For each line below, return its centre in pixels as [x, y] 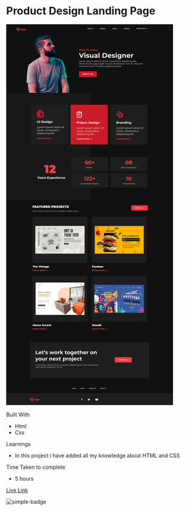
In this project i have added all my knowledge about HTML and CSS [97, 455]
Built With [18, 415]
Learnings [18, 444]
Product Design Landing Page [81, 11]
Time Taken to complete [36, 467]
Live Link [17, 490]
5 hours [24, 478]
